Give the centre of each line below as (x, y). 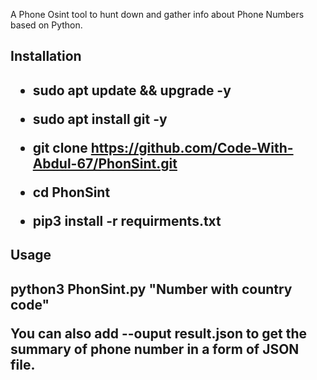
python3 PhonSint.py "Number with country (151, 289)
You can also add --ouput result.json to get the (159, 333)
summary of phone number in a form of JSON (155, 349)
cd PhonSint (71, 192)
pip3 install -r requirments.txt (127, 220)
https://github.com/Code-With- (192, 147)
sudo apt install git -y (100, 119)
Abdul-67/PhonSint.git (105, 163)
